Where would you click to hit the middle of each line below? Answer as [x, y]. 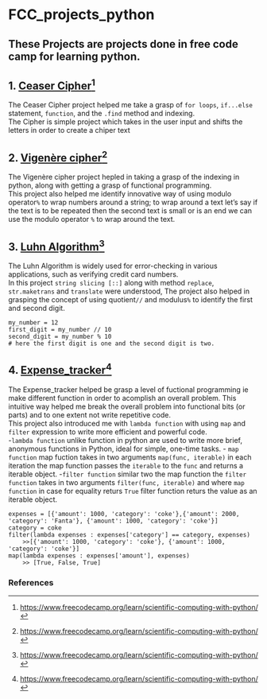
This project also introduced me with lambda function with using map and [127, 423]
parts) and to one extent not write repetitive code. [89, 414]
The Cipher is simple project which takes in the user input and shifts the [126, 122]
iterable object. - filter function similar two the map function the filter [128, 474]
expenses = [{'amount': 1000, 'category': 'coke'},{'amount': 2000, [124, 514]
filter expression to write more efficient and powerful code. [108, 432]
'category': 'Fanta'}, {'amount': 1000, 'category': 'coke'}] [113, 521]
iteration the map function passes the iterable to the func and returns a [126, 465]
